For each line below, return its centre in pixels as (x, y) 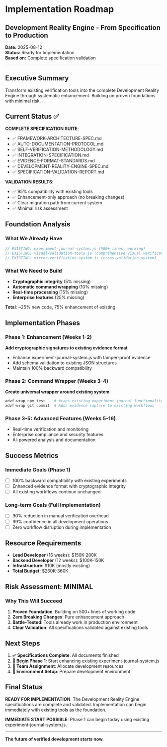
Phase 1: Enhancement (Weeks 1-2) (48, 337)
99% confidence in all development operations (60, 521)
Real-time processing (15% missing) (50, 292)
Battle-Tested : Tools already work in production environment (75, 622)
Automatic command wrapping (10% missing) (60, 287)
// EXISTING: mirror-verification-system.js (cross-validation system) (81, 258)
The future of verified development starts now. (55, 739)
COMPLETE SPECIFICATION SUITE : (42, 129)
